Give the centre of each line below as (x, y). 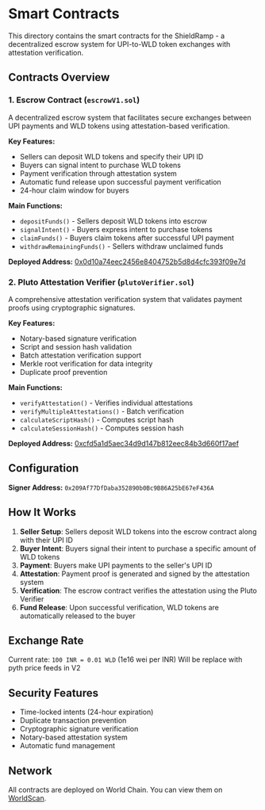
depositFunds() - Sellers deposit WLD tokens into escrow (113, 221)
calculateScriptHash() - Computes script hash (97, 419)
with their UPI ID (46, 540)
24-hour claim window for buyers (74, 190)
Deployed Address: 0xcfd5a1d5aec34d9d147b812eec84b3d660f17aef (124, 443)
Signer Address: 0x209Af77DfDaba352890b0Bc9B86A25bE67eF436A (111, 487)
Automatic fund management (67, 746)
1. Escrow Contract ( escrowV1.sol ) (74, 100)
